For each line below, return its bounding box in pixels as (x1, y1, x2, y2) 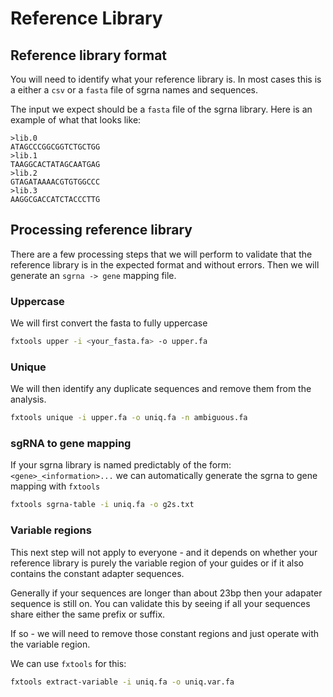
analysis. (10, 393, 47, 406)
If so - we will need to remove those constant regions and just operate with (10, 627, 320, 639)
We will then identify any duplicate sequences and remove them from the (10, 383, 312, 395)
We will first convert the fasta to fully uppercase (10, 317, 208, 329)
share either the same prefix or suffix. (10, 608, 166, 620)
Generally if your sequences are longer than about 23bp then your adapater (10, 587, 323, 599)
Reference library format (10, 47, 168, 64)
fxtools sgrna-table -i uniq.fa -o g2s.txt (10, 500, 195, 510)
